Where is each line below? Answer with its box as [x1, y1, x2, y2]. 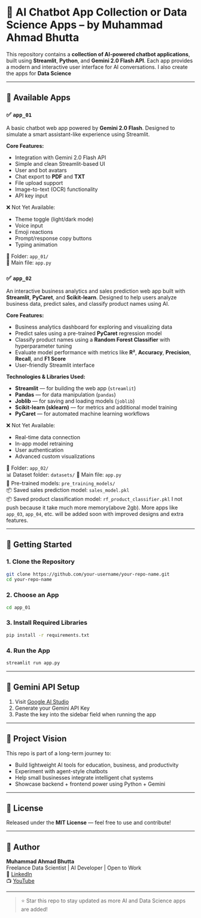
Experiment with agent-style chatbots [14, 767, 108, 774]
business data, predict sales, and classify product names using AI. [6, 300, 169, 307]
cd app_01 [6, 604, 31, 610]
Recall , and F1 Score [14, 355, 66, 362]
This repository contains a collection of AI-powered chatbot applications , [6, 50, 190, 57]
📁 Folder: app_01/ [6, 253, 49, 260]
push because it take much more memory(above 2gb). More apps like [6, 504, 178, 511]
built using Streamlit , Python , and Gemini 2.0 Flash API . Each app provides [6, 57, 193, 64]
